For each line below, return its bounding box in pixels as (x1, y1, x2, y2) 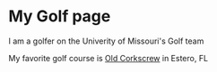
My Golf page (8, 6, 111, 27)
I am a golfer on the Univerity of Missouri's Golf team (8, 36, 204, 46)
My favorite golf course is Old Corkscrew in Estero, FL (8, 52, 208, 63)
